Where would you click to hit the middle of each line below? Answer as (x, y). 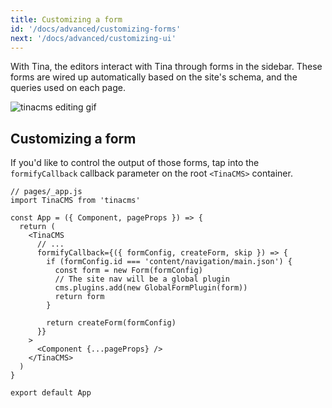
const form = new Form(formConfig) (128, 271)
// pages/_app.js (46, 192)
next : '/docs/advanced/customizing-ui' (93, 38)
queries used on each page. (68, 88)
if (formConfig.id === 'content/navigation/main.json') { (169, 262)
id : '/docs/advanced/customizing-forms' (96, 29)
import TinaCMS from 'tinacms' (75, 201)
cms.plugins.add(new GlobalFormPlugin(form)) (151, 288)
